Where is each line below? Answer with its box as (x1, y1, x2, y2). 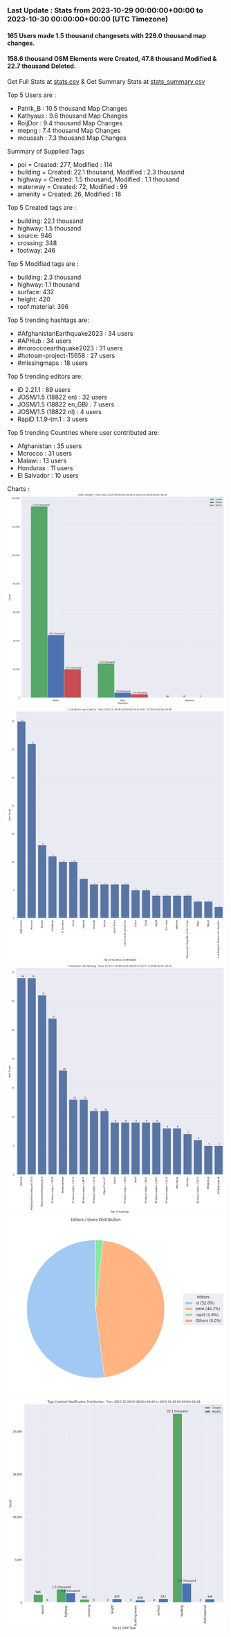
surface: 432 (17, 287, 55, 296)
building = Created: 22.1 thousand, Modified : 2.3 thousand (17, 168, 185, 176)
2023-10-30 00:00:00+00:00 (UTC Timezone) (7, 14, 168, 24)
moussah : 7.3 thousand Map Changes (17, 134, 127, 142)
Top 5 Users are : (7, 91, 57, 99)
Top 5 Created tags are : (7, 203, 77, 211)
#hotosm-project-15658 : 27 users (17, 351, 115, 359)
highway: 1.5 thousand (17, 224, 82, 232)
